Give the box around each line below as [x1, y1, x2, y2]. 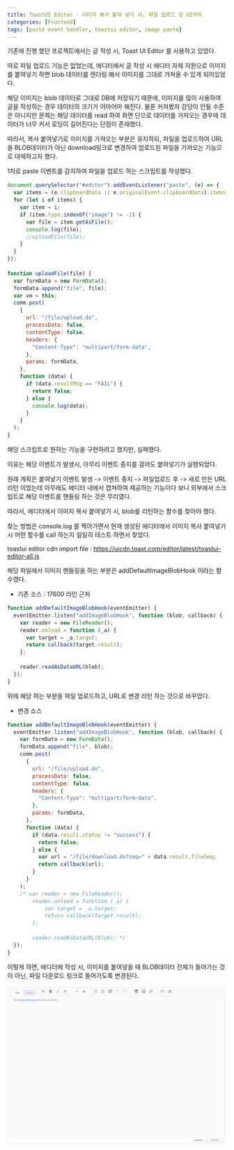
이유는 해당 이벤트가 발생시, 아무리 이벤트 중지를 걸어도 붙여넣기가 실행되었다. [7, 460, 217, 468]
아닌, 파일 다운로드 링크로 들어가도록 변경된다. [14, 971, 139, 979]
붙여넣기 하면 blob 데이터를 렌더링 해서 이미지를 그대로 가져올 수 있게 [14, 70, 202, 79]
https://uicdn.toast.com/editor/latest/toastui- [93, 544, 221, 553]
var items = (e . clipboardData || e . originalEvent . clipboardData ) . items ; [13, 189, 229, 197]
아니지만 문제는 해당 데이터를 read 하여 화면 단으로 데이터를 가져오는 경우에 [14, 112, 219, 120]
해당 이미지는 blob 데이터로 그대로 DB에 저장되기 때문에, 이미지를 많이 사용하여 [7, 94, 221, 102]
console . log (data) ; [32, 402, 89, 409]
